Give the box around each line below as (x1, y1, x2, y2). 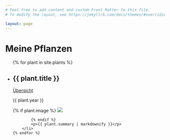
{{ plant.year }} (12, 97, 44, 103)
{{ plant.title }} (12, 74, 60, 83)
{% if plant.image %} (12, 108, 57, 114)
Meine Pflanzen (5, 43, 72, 54)
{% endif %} (31, 117, 56, 122)
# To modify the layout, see (5, 12, 67, 17)
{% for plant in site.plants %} (12, 59, 73, 65)
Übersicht (12, 88, 33, 94)
